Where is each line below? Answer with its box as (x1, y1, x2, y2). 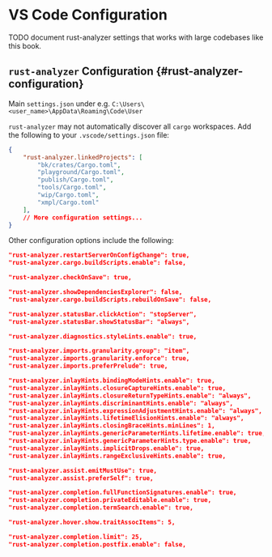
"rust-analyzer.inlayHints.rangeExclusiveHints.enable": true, (8, 452, 227, 460)
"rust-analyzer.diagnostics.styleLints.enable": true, (8, 332, 198, 341)
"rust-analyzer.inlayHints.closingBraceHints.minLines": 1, (8, 422, 216, 430)
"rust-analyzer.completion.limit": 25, (8, 533, 143, 541)
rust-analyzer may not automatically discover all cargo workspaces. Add (8, 121, 252, 131)
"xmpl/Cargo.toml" (37, 198, 100, 206)
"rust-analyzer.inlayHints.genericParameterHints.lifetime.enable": (8, 429, 244, 438)
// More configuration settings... (23, 213, 143, 222)
